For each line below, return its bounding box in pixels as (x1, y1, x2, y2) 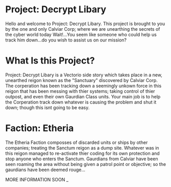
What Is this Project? (5, 55, 95, 67)
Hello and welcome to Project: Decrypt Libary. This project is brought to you (5, 20, 165, 27)
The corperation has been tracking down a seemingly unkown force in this (5, 82, 162, 89)
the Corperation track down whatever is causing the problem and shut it (5, 99, 157, 105)
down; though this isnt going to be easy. (5, 104, 90, 111)
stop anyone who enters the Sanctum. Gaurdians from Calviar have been (5, 155, 158, 162)
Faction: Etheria (5, 122, 74, 134)
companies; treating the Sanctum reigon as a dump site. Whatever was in (5, 144, 159, 151)
